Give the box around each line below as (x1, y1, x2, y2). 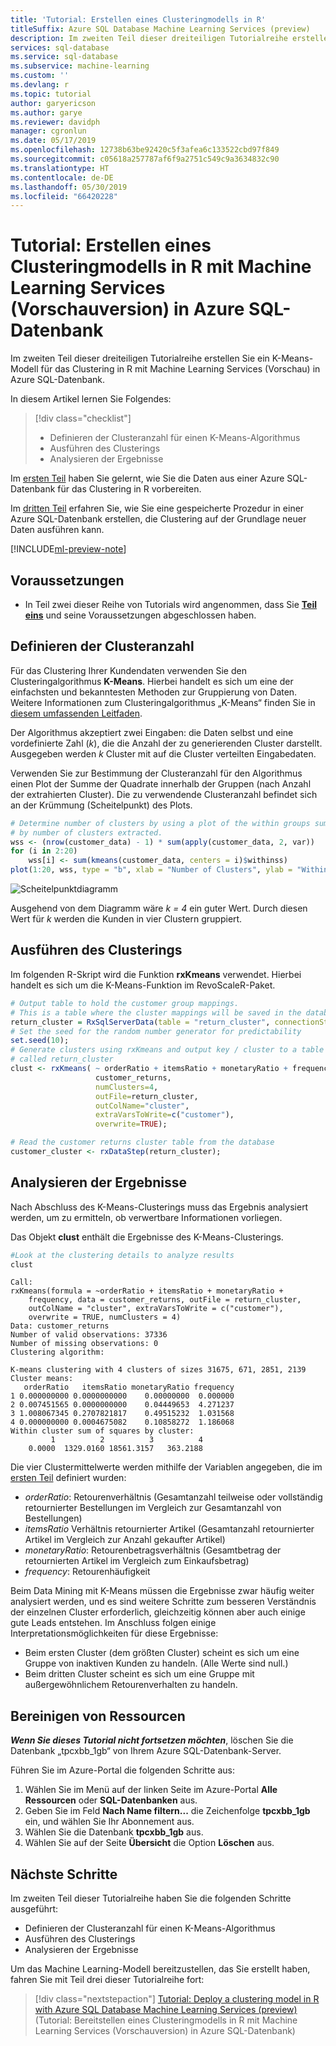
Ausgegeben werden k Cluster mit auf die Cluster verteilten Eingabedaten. (10, 747, 317, 760)
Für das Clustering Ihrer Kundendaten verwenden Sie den (10, 664, 247, 676)
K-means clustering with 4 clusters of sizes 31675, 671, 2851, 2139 (10, 1365, 307, 1375)
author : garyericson (10, 98, 97, 108)
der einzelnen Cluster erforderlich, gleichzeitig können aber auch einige (10, 1606, 306, 1618)
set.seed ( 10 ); (10, 1036, 70, 1046)
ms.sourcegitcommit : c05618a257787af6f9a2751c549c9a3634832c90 (10, 154, 280, 164)
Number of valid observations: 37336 (10, 1330, 168, 1340)
